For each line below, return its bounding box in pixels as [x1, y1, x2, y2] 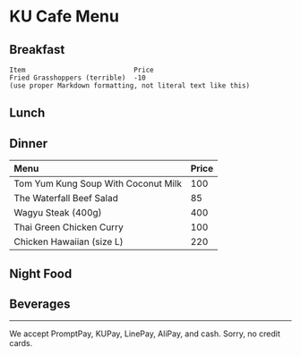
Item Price [9, 65, 154, 74]
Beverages [9, 296, 71, 311]
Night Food [9, 266, 73, 281]
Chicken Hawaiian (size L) [13, 235, 124, 248]
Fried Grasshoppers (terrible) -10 [9, 73, 146, 82]
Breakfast [9, 42, 65, 57]
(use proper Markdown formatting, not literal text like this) [9, 81, 251, 90]
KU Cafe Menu [9, 6, 119, 27]
